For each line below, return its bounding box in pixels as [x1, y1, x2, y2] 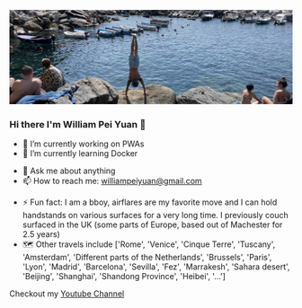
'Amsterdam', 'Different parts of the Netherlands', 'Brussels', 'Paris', [22, 252, 272, 263]
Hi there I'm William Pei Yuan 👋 [9, 118, 147, 130]
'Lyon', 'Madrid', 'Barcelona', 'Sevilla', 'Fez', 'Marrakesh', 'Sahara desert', [22, 261, 290, 272]
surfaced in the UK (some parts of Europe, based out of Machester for [22, 219, 283, 230]
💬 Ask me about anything [22, 165, 116, 176]
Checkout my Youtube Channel [9, 288, 125, 299]
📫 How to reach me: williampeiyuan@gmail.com [22, 176, 202, 187]
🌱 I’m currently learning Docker [22, 148, 138, 159]
